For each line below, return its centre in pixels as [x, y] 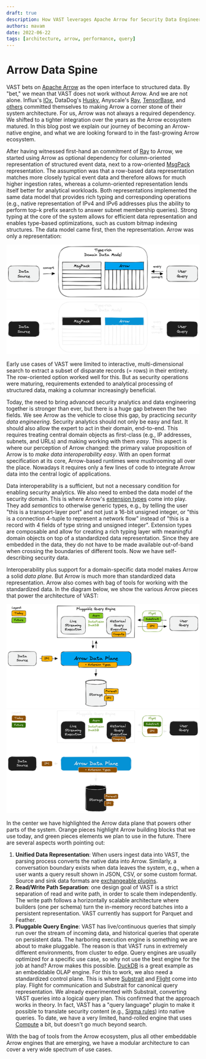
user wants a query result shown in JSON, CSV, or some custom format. [106, 874]
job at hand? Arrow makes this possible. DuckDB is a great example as [104, 966]
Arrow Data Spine [52, 70]
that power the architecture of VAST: [52, 596]
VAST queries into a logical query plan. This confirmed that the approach [107, 998]
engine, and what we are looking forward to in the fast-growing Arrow [111, 133]
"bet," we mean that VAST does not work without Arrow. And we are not [97, 94]
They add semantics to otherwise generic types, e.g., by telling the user [97, 505]
